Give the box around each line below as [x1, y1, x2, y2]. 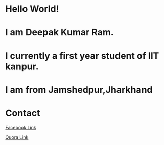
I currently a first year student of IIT [5, 50, 159, 61]
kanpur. [5, 61, 39, 72]
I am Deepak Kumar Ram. [5, 27, 114, 38]
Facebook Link [5, 124, 37, 130]
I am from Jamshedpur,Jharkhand [5, 84, 153, 95]
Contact [5, 107, 40, 119]
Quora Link [5, 134, 29, 140]
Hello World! [5, 3, 59, 15]
